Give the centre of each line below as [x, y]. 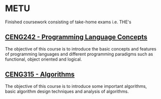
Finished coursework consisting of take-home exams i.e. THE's [68, 22]
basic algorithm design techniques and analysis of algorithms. [67, 91]
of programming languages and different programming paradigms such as [79, 54]
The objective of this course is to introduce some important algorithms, [76, 86]
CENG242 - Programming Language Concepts [76, 37]
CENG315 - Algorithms [40, 74]
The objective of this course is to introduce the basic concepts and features [81, 49]
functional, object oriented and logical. [44, 59]
